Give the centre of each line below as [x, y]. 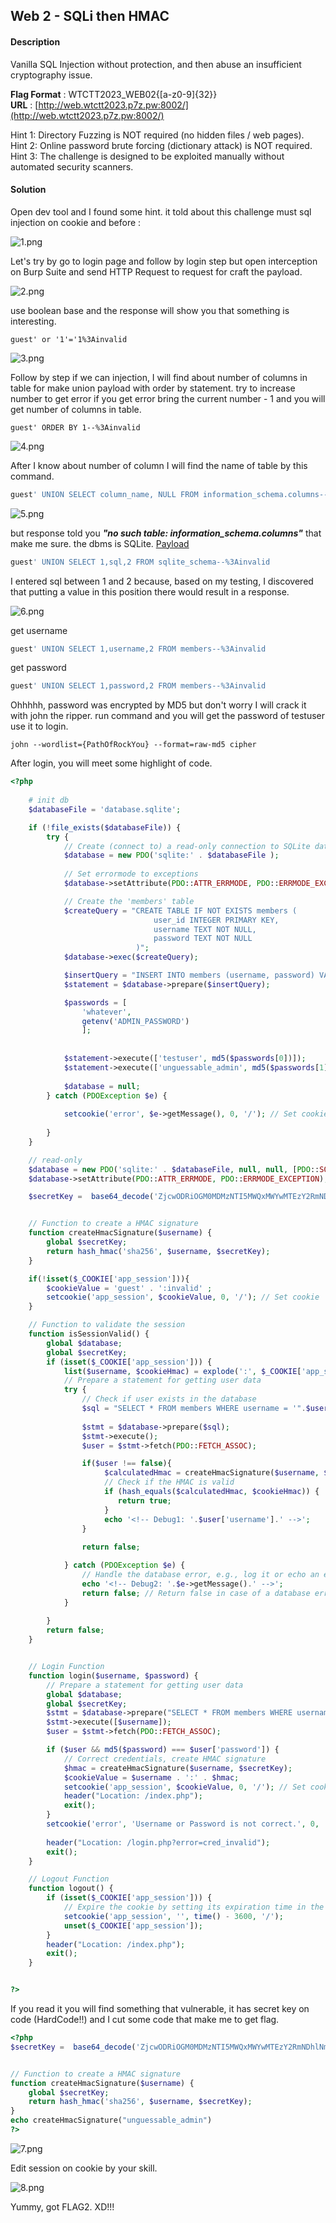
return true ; [144, 1500]
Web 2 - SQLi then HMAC [90, 16]
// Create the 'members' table [129, 901]
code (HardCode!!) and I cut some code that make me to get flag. [145, 2020]
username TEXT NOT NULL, [205, 929]
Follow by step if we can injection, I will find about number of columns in [159, 377]
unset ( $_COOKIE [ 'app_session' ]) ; [133, 1925]
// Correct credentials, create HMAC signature [165, 1759]
